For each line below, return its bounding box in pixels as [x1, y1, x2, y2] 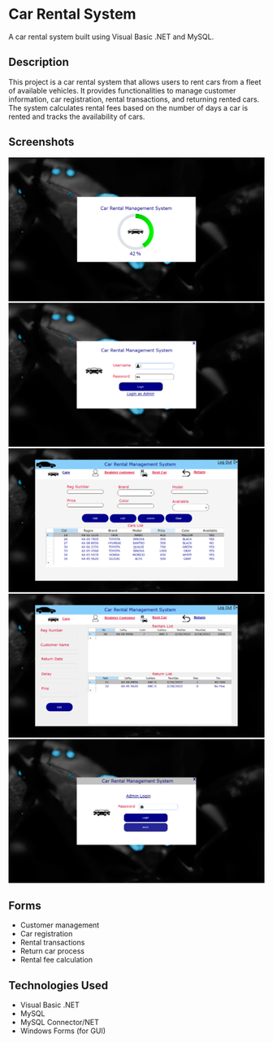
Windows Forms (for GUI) [19, 1026, 106, 1036]
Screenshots [8, 135, 75, 149]
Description [8, 55, 69, 69]
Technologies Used [8, 978, 108, 993]
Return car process [19, 946, 85, 956]
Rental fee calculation [19, 955, 93, 965]
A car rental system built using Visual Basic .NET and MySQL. [8, 32, 214, 41]
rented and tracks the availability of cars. [8, 111, 145, 121]
